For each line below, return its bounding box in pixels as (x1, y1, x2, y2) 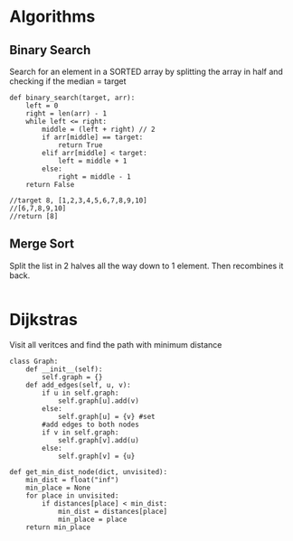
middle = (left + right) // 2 (42, 125, 156, 134)
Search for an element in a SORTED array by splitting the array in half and (9, 66, 283, 77)
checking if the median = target (9, 76, 127, 87)
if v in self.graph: (42, 427, 119, 437)
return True (57, 141, 103, 150)
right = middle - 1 (57, 173, 131, 182)
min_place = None (25, 483, 91, 492)
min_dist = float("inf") (25, 475, 119, 484)
